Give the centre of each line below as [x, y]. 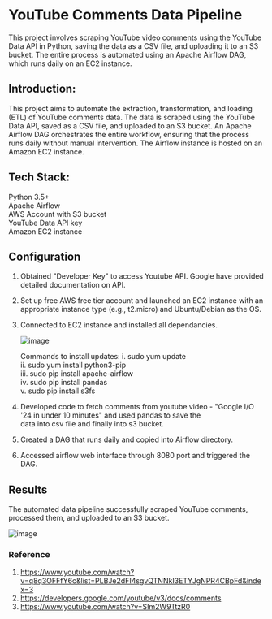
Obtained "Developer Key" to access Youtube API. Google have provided [142, 276]
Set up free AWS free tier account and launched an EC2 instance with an [142, 301]
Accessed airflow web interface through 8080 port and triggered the [135, 456]
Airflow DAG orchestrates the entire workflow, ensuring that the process [129, 134]
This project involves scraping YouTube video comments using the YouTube [135, 37]
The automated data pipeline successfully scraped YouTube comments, [128, 509]
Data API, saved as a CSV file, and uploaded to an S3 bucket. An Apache [130, 126]
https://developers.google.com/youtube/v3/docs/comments [121, 598]
